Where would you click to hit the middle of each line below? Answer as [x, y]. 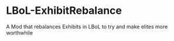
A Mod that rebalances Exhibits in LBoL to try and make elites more [87, 27]
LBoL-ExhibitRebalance [64, 11]
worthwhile [20, 32]
